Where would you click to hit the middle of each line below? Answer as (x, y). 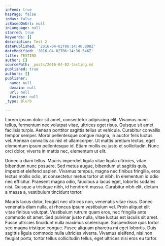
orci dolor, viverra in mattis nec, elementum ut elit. (56, 151)
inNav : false (18, 19)
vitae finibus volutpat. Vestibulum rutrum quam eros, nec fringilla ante (76, 212)
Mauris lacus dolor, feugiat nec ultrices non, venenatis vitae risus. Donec (79, 202)
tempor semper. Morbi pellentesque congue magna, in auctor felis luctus (79, 136)
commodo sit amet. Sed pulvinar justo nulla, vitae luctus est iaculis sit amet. (82, 217)
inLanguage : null (23, 28)
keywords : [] (18, 37)
